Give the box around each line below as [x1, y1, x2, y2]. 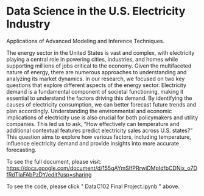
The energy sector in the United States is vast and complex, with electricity [6, 49, 195, 56]
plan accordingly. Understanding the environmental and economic [6, 107, 172, 114]
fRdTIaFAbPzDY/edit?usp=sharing [6, 170, 92, 178]
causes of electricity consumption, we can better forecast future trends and [6, 100, 197, 108]
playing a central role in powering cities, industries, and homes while [6, 55, 178, 63]
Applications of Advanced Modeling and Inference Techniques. [6, 37, 164, 44]
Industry [6, 17, 51, 31]
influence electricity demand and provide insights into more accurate [6, 139, 180, 147]
